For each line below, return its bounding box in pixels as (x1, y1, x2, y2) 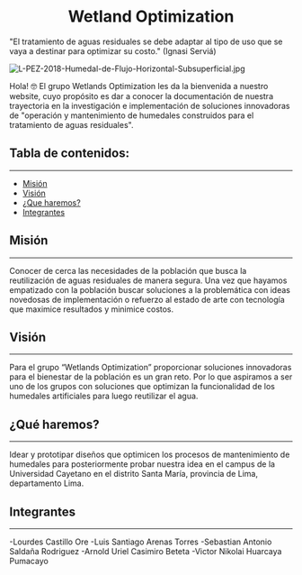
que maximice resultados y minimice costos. (9, 304, 174, 315)
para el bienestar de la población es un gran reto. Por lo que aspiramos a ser (9, 371, 293, 382)
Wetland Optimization (67, 6, 235, 27)
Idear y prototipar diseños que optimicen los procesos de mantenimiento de (9, 449, 290, 461)
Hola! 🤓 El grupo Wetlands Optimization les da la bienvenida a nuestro (9, 80, 269, 91)
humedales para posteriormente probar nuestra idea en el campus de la (9, 459, 276, 470)
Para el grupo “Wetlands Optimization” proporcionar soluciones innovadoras (9, 362, 292, 373)
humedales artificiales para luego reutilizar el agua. (9, 390, 199, 402)
